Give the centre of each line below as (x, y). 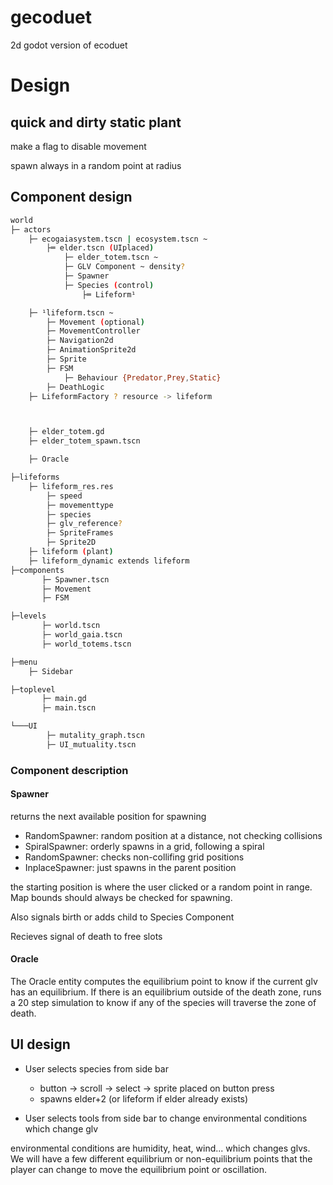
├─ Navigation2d (80, 341)
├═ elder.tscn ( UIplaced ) (100, 248)
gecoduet (51, 17)
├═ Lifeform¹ (109, 294)
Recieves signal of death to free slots (86, 936)
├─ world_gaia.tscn (82, 635)
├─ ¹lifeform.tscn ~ (71, 312)
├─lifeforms (35, 477)
